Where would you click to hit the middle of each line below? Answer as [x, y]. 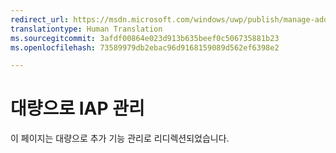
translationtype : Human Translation [86, 29]
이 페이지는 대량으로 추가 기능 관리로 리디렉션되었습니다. [120, 138]
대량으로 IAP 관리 [77, 108]
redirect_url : [40, 19]
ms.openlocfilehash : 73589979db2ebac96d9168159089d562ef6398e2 [145, 47]
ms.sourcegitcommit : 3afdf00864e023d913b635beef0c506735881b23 [145, 38]
